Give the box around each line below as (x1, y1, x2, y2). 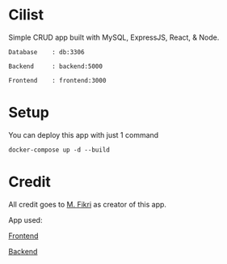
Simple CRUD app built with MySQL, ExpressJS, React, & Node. (8, 32, 220, 42)
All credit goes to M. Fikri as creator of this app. (8, 199, 167, 209)
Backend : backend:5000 (8, 62, 103, 70)
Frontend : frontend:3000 (8, 76, 107, 84)
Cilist (8, 6, 44, 24)
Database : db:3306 (8, 48, 85, 56)
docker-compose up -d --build (8, 146, 111, 154)
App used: (8, 215, 43, 224)
